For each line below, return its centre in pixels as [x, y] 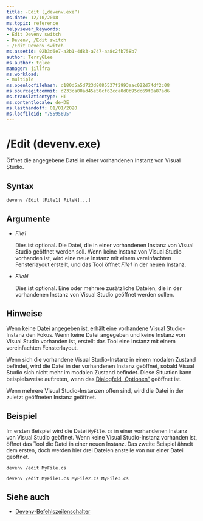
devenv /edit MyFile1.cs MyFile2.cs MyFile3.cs [68, 478]
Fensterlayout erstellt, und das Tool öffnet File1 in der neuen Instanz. [101, 264]
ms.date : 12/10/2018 [33, 18]
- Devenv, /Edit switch [36, 40]
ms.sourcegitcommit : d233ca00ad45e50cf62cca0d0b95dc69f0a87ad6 [88, 91]
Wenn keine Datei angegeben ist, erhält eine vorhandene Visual [86, 328]
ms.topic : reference [33, 23]
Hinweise [24, 314]
